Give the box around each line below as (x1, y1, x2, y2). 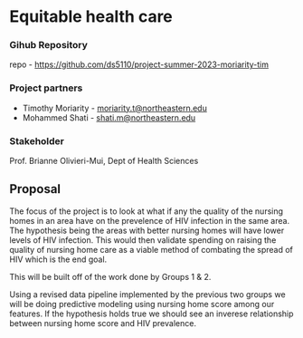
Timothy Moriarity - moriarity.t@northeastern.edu (22, 102, 208, 113)
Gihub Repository (9, 39, 89, 52)
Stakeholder (9, 134, 65, 147)
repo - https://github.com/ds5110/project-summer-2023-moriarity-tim (9, 59, 270, 70)
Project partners (9, 82, 83, 94)
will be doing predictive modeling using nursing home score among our (9, 298, 275, 309)
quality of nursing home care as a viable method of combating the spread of (9, 244, 294, 255)
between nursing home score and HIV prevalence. (9, 317, 197, 328)
